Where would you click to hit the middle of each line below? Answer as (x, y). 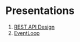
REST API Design (34, 27)
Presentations (40, 11)
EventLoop (27, 33)
